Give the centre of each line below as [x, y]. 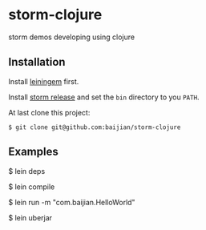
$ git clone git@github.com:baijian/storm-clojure [95, 127]
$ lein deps [27, 171]
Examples [33, 152]
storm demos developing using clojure [71, 37]
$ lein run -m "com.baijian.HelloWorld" [72, 202]
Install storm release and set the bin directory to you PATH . [104, 97]
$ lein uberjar [30, 217]
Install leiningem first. [44, 81]
